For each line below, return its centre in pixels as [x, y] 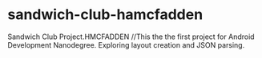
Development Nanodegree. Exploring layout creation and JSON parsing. [126, 44]
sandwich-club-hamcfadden [105, 15]
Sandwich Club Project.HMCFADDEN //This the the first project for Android [131, 37]
